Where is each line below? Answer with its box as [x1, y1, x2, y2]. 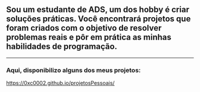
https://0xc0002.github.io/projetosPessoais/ [6, 80, 115, 87]
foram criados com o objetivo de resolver [6, 23, 162, 33]
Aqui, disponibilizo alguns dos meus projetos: [6, 66, 141, 74]
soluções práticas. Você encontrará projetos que [6, 14, 191, 24]
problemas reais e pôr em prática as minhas [6, 32, 171, 42]
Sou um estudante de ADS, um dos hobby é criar [6, 5, 189, 15]
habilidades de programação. [6, 41, 118, 52]
